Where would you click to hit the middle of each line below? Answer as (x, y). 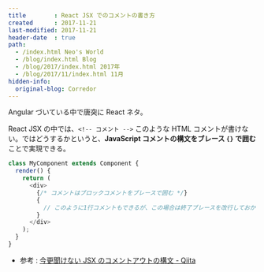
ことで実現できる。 (39, 149)
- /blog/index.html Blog (56, 60)
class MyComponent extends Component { (74, 164)
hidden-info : (30, 81)
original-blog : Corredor (56, 89)
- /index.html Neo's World (59, 52)
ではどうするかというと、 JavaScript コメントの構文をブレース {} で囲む (139, 139)
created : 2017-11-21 (52, 23)
